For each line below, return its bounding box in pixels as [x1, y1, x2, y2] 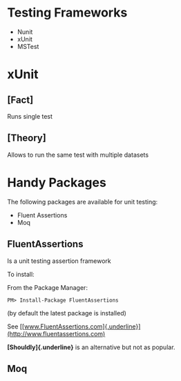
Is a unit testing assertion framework [7, 257, 112, 265]
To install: [7, 270, 35, 278]
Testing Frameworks [7, 5, 128, 21]
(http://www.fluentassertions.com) [7, 329, 106, 338]
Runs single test [7, 112, 53, 120]
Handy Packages [7, 175, 107, 190]
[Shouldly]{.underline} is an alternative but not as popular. [7, 343, 175, 351]
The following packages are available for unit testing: [7, 197, 158, 206]
